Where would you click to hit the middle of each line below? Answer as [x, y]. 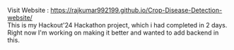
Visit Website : [28, 10]
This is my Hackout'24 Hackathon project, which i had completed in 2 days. [117, 25]
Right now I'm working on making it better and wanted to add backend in [113, 32]
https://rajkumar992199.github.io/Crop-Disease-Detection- [136, 10]
